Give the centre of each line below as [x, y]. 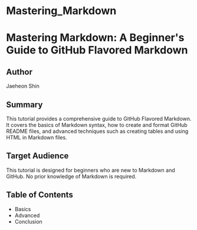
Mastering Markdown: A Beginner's [95, 38]
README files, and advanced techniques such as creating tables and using [97, 131]
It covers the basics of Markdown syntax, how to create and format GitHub [97, 125]
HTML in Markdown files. [37, 137]
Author [19, 72]
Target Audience [37, 156]
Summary [24, 104]
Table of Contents [40, 195]
